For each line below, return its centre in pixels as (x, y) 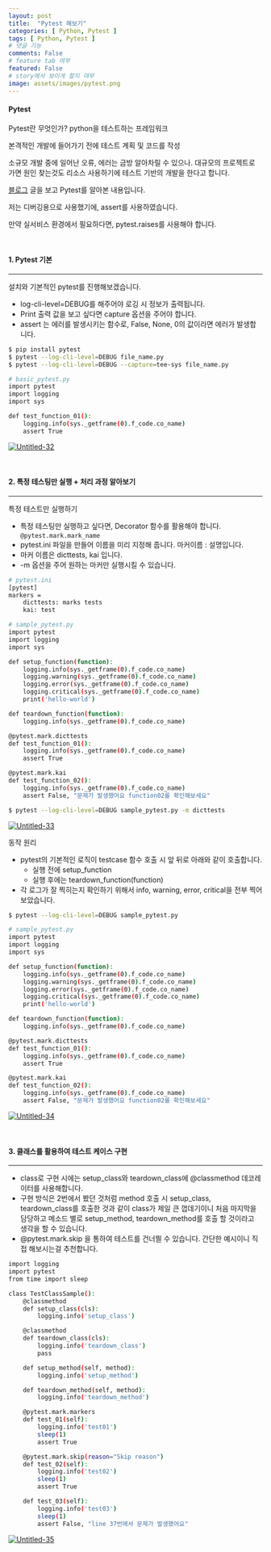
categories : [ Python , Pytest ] (63, 31)
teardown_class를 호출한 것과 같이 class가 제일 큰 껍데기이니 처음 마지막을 (138, 1209)
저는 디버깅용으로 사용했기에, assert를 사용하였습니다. (93, 207)
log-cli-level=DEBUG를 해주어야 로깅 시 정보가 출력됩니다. (113, 304)
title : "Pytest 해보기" (48, 23)
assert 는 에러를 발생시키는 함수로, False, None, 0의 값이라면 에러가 (127, 324)
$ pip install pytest (45, 349)
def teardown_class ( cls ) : (67, 1338)
